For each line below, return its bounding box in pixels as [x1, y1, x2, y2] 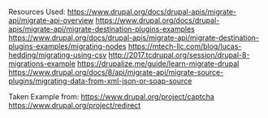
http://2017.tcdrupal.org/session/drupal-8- [108, 50, 250, 59]
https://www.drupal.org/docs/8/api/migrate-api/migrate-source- [8, 68, 224, 76]
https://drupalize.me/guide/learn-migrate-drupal [76, 59, 240, 68]
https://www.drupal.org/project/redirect [8, 101, 141, 110]
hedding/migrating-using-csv [8, 50, 107, 59]
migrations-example [8, 59, 76, 68]
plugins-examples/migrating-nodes [8, 42, 127, 51]
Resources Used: [8, 7, 67, 16]
